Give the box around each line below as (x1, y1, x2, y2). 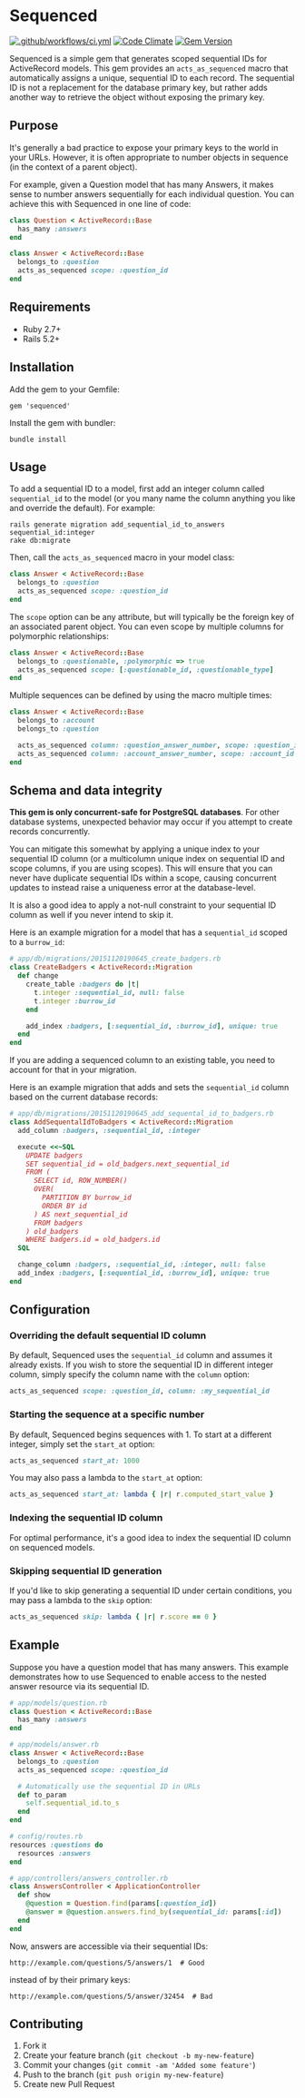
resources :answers (17, 1848, 92, 1857)
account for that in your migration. (9, 1064, 138, 1076)
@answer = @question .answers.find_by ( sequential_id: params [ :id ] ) (25, 1907, 282, 1916)
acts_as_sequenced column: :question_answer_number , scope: (17, 741, 250, 750)
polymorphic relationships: (9, 630, 109, 641)
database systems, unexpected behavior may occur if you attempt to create (9, 816, 293, 827)
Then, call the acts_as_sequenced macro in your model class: (9, 552, 235, 563)
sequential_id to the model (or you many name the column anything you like (9, 493, 296, 504)
